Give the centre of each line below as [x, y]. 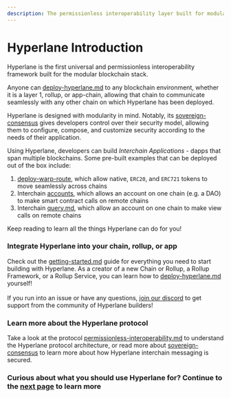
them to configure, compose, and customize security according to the [106, 130]
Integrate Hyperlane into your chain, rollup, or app [92, 247]
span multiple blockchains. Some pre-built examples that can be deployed [112, 158]
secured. [20, 360]
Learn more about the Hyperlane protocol [78, 323]
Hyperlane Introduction [75, 47]
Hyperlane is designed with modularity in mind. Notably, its [90, 115]
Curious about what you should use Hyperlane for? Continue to [115, 378]
